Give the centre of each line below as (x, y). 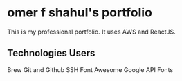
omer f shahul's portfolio (80, 13)
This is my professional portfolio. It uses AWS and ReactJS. (91, 32)
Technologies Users (51, 53)
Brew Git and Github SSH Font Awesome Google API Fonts (90, 69)
